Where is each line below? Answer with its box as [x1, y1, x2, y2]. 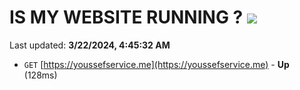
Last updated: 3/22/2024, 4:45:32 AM [9, 39, 171, 51]
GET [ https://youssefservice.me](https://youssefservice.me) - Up [23, 58, 290, 70]
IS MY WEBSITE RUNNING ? [9, 6, 244, 29]
